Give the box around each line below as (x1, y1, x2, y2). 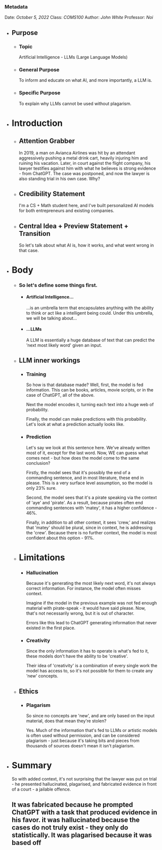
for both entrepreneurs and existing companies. (18, 208, 114, 213)
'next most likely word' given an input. (26, 342, 102, 348)
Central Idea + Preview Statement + (18, 222, 129, 230)
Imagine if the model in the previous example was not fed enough (26, 600, 157, 606)
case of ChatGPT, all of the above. (26, 392, 95, 398)
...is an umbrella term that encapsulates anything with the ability (26, 305, 154, 311)
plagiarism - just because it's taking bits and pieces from (26, 738, 140, 744)
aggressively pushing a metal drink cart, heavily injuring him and (18, 155, 148, 161)
